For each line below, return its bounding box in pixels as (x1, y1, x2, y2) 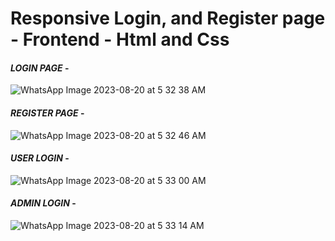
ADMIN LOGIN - (10, 197, 77, 209)
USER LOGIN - (10, 152, 70, 164)
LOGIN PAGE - (10, 62, 70, 74)
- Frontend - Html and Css (10, 28, 230, 51)
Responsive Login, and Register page (10, 7, 326, 30)
